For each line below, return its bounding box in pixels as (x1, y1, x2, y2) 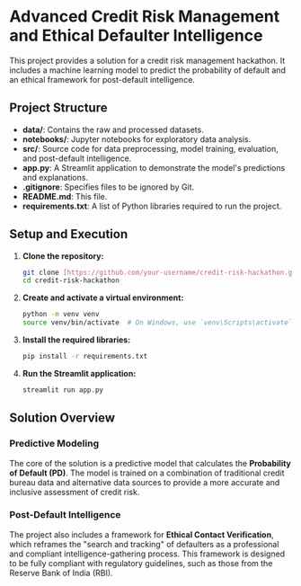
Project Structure (9, 101, 108, 116)
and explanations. (22, 172, 88, 182)
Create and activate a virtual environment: (22, 292, 184, 303)
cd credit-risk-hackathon (22, 276, 120, 285)
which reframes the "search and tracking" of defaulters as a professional (9, 538, 279, 549)
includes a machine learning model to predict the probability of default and (9, 65, 286, 75)
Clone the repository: (22, 250, 104, 262)
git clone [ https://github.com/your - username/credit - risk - (22, 268, 249, 277)
